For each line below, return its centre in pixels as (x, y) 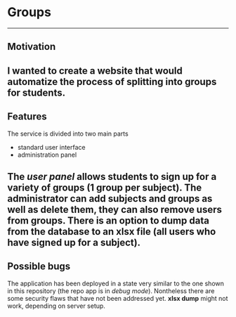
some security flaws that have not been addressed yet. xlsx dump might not (118, 298)
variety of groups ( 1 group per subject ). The (105, 187)
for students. (36, 92)
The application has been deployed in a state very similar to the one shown (116, 283)
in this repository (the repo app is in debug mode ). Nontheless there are (111, 291)
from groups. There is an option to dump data (108, 220)
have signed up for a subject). (74, 242)
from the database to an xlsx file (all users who (112, 232)
